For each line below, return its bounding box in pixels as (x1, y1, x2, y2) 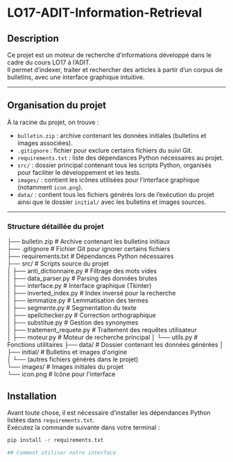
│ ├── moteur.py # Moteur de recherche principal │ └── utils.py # (7, 333, 198, 341)
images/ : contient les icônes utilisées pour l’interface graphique (17, 176, 200, 184)
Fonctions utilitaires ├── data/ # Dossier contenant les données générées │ (7, 341, 224, 349)
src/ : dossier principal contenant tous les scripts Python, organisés (17, 161, 212, 169)
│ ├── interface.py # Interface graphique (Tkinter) (7, 282, 152, 290)
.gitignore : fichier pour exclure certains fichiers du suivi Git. (17, 146, 193, 154)
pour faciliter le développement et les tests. (17, 168, 141, 176)
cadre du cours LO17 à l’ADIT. (7, 58, 92, 67)
